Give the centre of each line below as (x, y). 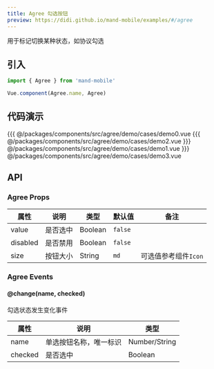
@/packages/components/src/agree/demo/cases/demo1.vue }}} (98, 148)
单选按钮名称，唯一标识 (84, 342)
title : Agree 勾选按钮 (38, 13)
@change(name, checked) (46, 294)
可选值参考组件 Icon (172, 255)
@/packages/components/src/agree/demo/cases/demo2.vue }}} (99, 141)
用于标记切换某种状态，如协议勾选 (56, 40)
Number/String (152, 341)
